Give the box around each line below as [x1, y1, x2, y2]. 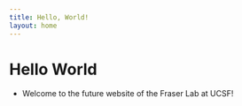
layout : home [9, 21, 58, 30]
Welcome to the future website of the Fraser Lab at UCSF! [21, 88, 234, 99]
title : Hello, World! [9, 12, 90, 22]
